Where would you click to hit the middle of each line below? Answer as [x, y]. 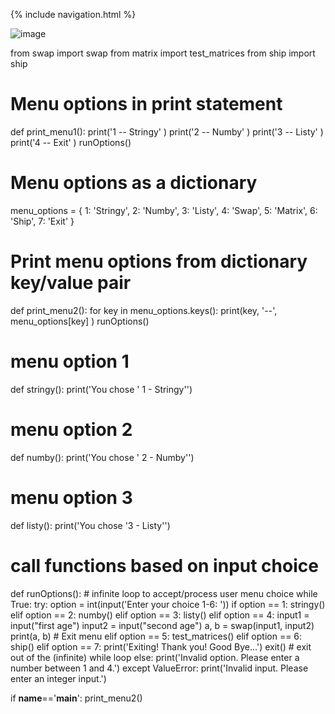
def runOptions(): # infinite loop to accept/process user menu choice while [164, 593]
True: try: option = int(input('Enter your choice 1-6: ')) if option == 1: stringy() [168, 604]
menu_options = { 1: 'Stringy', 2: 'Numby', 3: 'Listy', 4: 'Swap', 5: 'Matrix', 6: [164, 210]
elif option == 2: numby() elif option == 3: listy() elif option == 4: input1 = [160, 615]
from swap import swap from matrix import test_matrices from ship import [163, 53]
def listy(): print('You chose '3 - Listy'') [90, 525]
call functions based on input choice [164, 565]
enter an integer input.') [58, 678]
